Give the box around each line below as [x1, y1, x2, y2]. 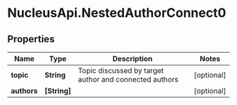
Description [112, 54, 153, 63]
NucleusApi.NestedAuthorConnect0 [7, 5, 226, 21]
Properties [7, 33, 55, 45]
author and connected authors [78, 75, 178, 84]
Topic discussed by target [78, 66, 164, 75]
